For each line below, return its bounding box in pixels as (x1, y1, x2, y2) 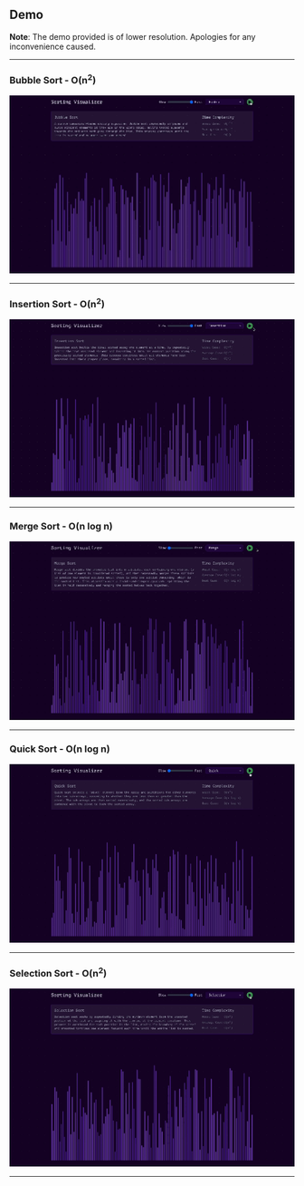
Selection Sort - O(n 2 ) (9, 965, 107, 980)
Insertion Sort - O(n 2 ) (9, 296, 106, 311)
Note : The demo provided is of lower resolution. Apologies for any (9, 31, 256, 42)
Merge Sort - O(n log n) (9, 520, 113, 533)
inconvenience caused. (9, 41, 97, 52)
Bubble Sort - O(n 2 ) (9, 72, 97, 87)
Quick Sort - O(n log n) (9, 743, 110, 755)
